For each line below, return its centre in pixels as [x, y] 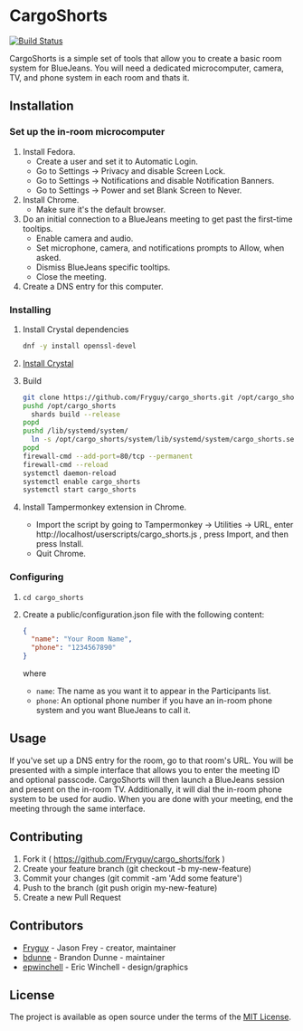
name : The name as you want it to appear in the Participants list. [153, 691]
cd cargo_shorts [53, 597]
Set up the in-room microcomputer [87, 132]
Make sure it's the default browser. [100, 209]
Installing [30, 310]
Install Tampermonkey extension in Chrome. [104, 507]
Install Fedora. [49, 151]
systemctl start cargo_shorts [80, 490]
